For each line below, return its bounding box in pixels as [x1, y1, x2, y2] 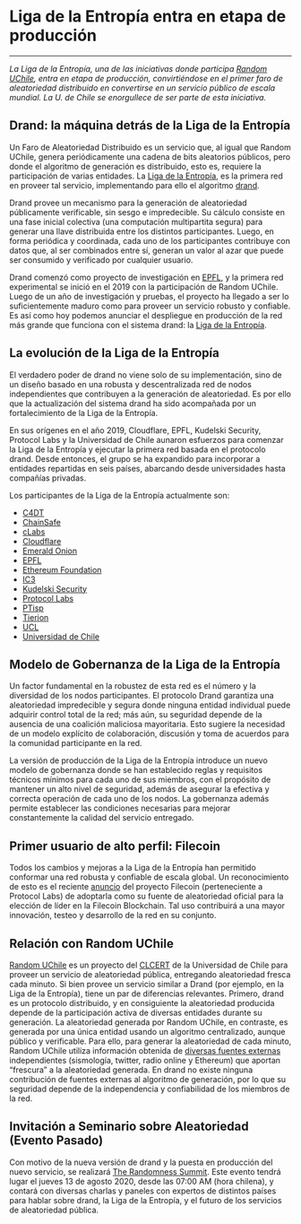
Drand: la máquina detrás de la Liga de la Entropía [9, 118, 291, 134]
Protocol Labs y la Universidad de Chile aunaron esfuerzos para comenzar [9, 434, 284, 445]
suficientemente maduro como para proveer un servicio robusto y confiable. [9, 300, 291, 311]
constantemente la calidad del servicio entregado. [9, 812, 194, 823]
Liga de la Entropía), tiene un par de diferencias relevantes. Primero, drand [9, 988, 285, 999]
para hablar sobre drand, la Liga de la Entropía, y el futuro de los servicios [9, 1194, 282, 1205]
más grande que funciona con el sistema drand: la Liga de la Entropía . [9, 319, 267, 330]
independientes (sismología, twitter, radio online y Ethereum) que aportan [9, 1055, 280, 1065]
